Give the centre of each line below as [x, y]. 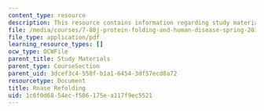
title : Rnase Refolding [47, 88]
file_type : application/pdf [54, 37]
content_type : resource [47, 15]
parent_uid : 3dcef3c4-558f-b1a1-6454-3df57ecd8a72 [93, 73]
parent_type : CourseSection [54, 66]
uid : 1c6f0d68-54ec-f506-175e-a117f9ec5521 [81, 95]
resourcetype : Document [47, 81]
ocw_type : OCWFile [38, 52]
